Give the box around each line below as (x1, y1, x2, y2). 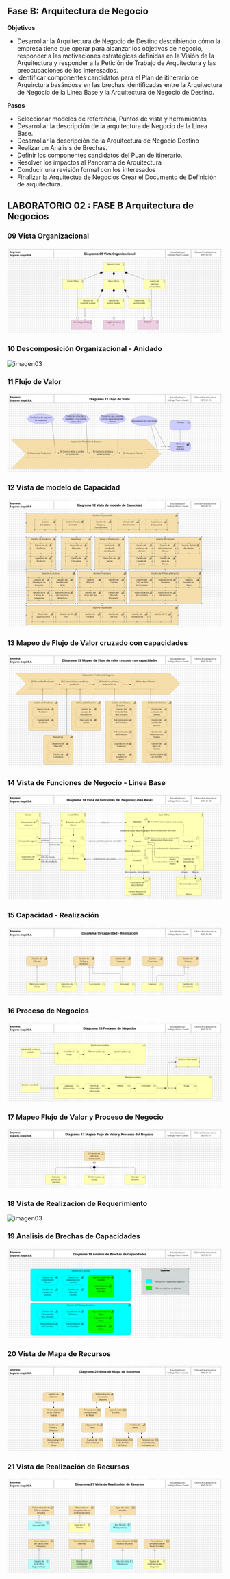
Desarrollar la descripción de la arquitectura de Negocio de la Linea (16, 121, 207, 130)
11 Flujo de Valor (7, 376, 62, 386)
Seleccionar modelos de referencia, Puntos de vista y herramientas (16, 114, 207, 123)
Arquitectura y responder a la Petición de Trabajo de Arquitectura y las (16, 58, 216, 67)
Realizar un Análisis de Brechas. (16, 143, 108, 152)
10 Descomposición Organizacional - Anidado (7, 344, 163, 354)
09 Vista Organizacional (7, 231, 90, 241)
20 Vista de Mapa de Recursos (7, 1349, 112, 1358)
